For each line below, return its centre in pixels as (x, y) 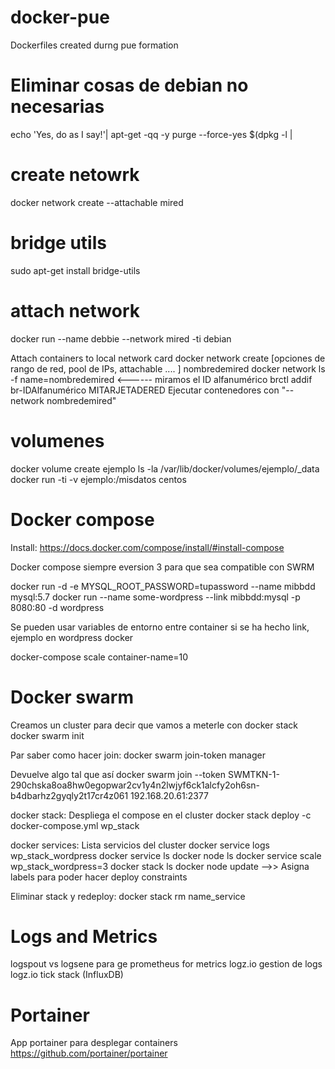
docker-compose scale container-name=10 (99, 657)
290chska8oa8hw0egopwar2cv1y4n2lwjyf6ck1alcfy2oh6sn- (135, 785)
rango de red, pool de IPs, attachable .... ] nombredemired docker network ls (168, 368)
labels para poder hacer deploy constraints (99, 877)
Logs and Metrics (84, 936)
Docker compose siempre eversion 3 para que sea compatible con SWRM (162, 567)
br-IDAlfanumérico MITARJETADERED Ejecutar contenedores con (145, 390)
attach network (75, 310)
